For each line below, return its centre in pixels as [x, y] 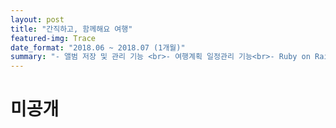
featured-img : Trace [53, 38]
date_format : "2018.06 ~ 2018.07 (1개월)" [98, 47]
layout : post [37, 19]
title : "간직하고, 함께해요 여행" [71, 29]
